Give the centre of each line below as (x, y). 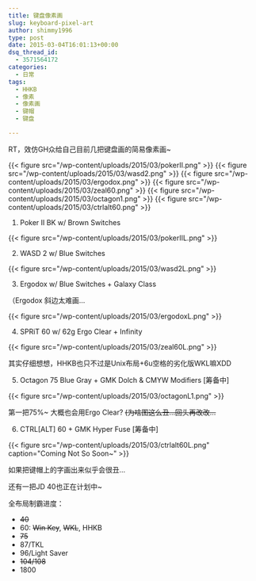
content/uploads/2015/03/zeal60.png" (71, 190)
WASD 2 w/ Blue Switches (62, 253)
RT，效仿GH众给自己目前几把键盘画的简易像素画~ (90, 149)
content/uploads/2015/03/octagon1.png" (75, 198)
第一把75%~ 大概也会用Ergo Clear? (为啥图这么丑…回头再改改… (112, 412)
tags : (17, 82)
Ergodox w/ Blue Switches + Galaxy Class (88, 284)
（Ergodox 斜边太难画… (47, 300)
